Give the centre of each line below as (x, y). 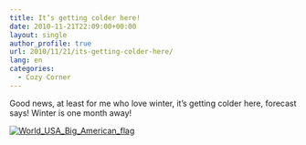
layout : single (38, 35)
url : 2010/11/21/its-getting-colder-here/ (91, 52)
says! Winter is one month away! (71, 113)
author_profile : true (51, 43)
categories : (32, 69)
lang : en (26, 60)
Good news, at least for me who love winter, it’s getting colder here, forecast (153, 103)
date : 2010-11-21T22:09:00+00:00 (73, 26)
